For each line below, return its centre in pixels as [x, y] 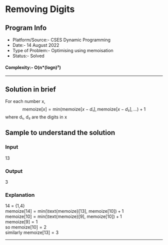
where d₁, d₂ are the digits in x [36, 117]
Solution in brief [30, 89]
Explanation [20, 195]
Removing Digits [40, 9]
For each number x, [25, 101]
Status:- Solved [28, 56]
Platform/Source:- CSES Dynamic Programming [61, 40]
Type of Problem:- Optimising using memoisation [63, 50]
